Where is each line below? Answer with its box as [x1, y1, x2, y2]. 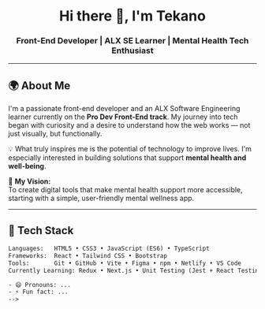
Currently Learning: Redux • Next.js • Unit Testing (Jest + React [8, 266, 235, 274]
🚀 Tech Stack [8, 224, 74, 237]
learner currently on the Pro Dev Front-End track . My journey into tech [8, 112, 238, 121]
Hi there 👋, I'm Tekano [58, 7, 207, 25]
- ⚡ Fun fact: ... [8, 288, 69, 296]
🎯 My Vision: [8, 177, 51, 186]
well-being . [8, 162, 47, 171]
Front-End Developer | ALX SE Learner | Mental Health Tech [16, 35, 249, 47]
